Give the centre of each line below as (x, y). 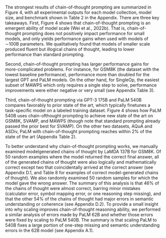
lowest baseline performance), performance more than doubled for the (77, 74)
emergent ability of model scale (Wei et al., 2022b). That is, (66, 28)
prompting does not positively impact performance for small (83, 33)
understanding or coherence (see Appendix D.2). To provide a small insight (82, 204)
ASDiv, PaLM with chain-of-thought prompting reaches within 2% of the (79, 131)
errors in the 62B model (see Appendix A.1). (50, 230)
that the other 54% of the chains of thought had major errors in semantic (79, 199)
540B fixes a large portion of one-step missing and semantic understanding (83, 225)
